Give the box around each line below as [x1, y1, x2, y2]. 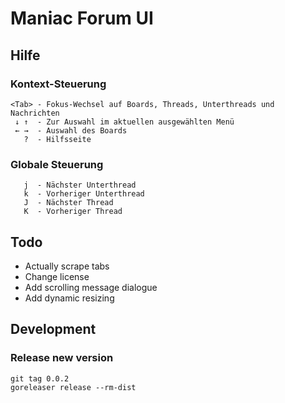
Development [10, 321, 97, 338]
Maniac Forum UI [10, 7, 154, 30]
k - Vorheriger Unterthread [23, 189, 145, 199]
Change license [24, 270, 90, 282]
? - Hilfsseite [23, 134, 92, 144]
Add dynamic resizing [24, 292, 115, 304]
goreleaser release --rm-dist [10, 382, 137, 392]
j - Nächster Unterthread [23, 180, 137, 191]
